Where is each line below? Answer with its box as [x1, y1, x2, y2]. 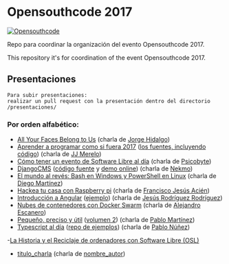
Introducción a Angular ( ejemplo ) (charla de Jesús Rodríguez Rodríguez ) [17, 194, 223, 202]
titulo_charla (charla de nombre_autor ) [17, 250, 126, 258]
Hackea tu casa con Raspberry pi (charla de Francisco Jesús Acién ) [17, 186, 210, 195]
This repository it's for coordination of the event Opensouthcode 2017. [7, 53, 206, 62]
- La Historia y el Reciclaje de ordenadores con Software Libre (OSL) [7, 236, 199, 245]
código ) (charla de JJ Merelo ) [17, 150, 102, 158]
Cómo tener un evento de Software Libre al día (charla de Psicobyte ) [17, 157, 212, 166]
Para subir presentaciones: [7, 91, 88, 98]
